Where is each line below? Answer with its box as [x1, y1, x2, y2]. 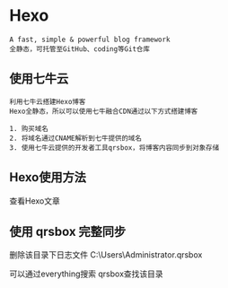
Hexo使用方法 [9, 170, 87, 185]
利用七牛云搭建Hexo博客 [9, 97, 86, 106]
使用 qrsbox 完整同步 [9, 223, 127, 239]
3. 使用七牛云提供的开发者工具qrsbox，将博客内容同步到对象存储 [9, 143, 220, 153]
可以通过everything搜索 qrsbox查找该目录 [9, 268, 163, 279]
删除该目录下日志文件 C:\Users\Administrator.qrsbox [9, 249, 203, 260]
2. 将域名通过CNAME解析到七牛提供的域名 [9, 134, 142, 143]
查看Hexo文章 [9, 195, 60, 206]
